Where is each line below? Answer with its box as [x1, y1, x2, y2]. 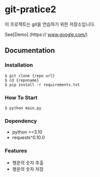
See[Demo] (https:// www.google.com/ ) [5, 31, 88, 37]
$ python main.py [5, 105, 42, 110]
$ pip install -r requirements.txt [5, 82, 80, 87]
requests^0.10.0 [12, 135, 45, 141]
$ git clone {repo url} [5, 73, 55, 78]
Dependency [5, 117, 38, 124]
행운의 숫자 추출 [12, 160, 44, 166]
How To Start [5, 94, 38, 101]
